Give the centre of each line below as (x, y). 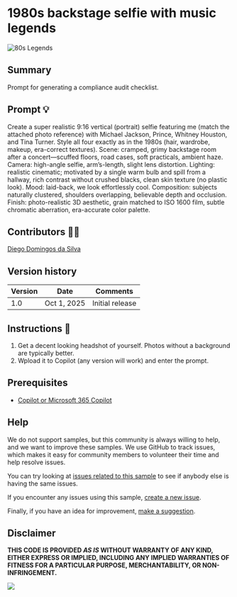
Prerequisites (38, 383)
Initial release (114, 303)
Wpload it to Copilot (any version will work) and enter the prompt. (113, 361)
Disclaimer (32, 533)
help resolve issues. (37, 462)
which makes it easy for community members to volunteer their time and (113, 454)
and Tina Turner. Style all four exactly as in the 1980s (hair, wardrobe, (109, 142)
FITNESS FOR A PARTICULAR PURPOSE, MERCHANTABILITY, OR (104, 565)
